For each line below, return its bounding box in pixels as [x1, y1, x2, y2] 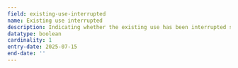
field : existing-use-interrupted [7, 10, 106, 18]
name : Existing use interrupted [7, 17, 103, 24]
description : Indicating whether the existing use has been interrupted [7, 23, 227, 30]
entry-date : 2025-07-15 [7, 43, 78, 50]
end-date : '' [7, 50, 46, 57]
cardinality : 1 [7, 37, 52, 44]
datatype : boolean [7, 30, 62, 38]
